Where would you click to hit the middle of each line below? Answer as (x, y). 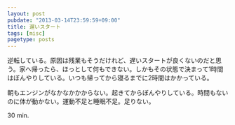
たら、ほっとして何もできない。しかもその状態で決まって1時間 (134, 69)
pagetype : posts (31, 40)
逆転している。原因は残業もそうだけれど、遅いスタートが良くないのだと (112, 61)
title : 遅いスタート (34, 27)
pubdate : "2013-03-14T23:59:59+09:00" (64, 20)
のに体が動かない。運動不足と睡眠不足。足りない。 (81, 101)
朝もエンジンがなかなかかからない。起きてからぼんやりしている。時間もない (118, 93)
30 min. (18, 115)
